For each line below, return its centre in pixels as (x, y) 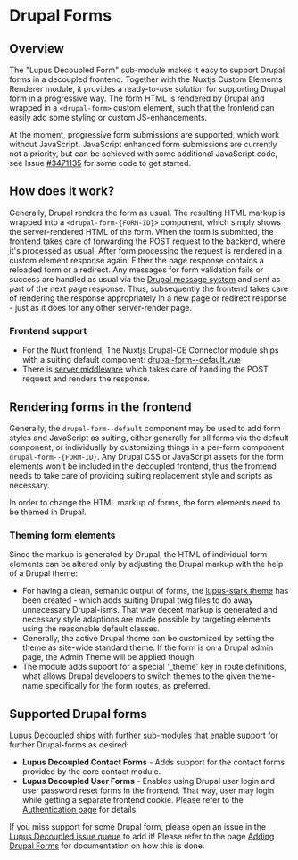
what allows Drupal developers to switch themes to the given (134, 676)
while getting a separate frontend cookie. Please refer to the (132, 800)
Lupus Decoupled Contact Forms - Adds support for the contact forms (153, 762)
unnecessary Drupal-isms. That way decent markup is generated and (150, 610)
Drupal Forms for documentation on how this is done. (107, 846)
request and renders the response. (86, 379)
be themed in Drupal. (48, 512)
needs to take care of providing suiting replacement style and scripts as (141, 475)
